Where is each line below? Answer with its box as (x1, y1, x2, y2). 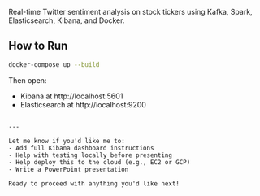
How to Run (8, 39, 68, 53)
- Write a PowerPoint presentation (8, 165, 129, 173)
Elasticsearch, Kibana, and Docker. (8, 15, 125, 25)
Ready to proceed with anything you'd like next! (8, 179, 180, 188)
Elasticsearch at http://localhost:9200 (19, 99, 146, 109)
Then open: (8, 75, 47, 85)
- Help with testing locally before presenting (8, 150, 173, 159)
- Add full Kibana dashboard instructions (8, 144, 154, 152)
